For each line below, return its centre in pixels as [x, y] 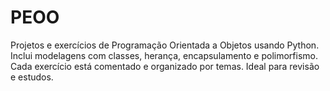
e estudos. [32, 77]
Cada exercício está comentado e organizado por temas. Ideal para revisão [165, 66]
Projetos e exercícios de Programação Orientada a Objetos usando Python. [165, 45]
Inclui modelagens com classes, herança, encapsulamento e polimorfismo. [164, 55]
